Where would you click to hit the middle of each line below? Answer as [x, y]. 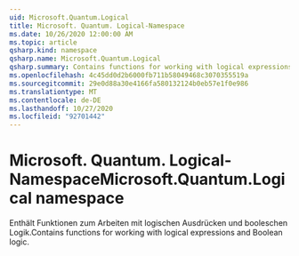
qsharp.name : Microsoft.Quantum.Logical [85, 59]
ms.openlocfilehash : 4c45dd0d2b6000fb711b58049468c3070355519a [129, 76]
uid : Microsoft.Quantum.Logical [69, 17]
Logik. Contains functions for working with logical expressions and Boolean [146, 233]
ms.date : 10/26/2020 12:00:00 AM [71, 34]
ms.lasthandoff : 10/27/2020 [61, 108]
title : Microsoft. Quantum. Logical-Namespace [97, 26]
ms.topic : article [43, 42]
